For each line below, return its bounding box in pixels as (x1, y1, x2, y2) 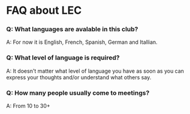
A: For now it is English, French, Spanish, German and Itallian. (6, 38, 158, 46)
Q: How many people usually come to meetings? (6, 88, 150, 97)
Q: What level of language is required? (6, 53, 120, 62)
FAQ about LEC (6, 4, 82, 17)
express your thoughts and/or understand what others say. (6, 73, 152, 81)
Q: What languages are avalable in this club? (6, 25, 138, 34)
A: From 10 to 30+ (6, 103, 51, 110)
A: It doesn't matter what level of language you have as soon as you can (6, 67, 185, 74)
